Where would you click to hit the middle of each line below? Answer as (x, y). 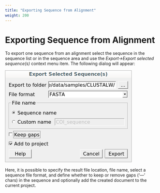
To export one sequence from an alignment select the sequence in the (75, 53)
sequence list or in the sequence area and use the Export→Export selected (80, 59)
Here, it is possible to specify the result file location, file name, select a (75, 170)
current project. (21, 185)
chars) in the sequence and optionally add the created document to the (76, 180)
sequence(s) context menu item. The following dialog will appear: (70, 64)
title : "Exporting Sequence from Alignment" (51, 10)
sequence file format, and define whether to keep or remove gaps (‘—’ (75, 175)
